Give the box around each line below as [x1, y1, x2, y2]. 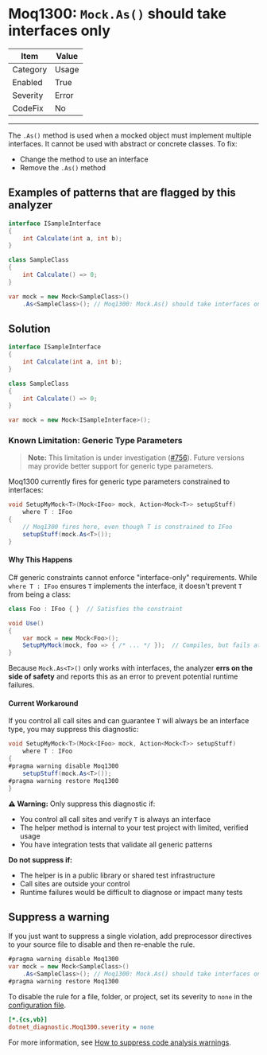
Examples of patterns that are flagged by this [8, 186, 236, 200]
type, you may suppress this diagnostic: [8, 725, 139, 734]
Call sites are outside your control [19, 878, 130, 888]
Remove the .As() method [19, 162, 106, 172]
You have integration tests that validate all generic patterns [19, 839, 213, 849]
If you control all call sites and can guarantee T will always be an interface [8, 716, 250, 726]
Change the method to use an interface [19, 154, 149, 164]
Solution [8, 321, 51, 335]
